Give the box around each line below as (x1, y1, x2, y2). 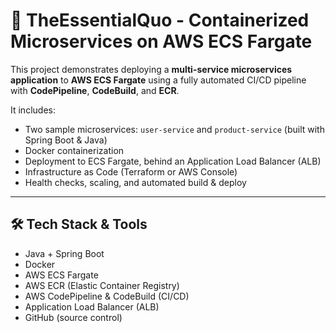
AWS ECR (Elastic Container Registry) (24, 279, 180, 291)
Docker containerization (24, 144, 125, 156)
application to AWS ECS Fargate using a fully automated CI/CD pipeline (10, 74, 307, 86)
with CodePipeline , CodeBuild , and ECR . (10, 84, 180, 96)
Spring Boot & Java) (24, 134, 108, 146)
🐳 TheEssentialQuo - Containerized (10, 9, 310, 32)
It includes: (10, 104, 56, 116)
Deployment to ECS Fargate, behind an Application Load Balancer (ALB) (24, 155, 322, 167)
